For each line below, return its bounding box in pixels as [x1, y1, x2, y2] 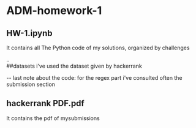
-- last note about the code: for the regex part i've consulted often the [6, 74, 183, 81]
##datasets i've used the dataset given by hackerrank [6, 62, 142, 69]
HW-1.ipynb [6, 28, 53, 38]
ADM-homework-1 [6, 4, 102, 18]
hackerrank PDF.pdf [6, 98, 85, 108]
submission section [6, 80, 55, 88]
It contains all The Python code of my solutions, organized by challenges [6, 44, 190, 51]
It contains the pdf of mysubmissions [6, 114, 100, 122]
